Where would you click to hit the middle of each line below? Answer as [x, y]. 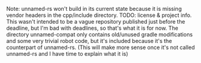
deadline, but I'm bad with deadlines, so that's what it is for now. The [92, 28]
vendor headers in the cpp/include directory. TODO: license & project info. [99, 15]
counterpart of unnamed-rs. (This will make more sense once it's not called [101, 47]
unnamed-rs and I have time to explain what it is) [67, 54]
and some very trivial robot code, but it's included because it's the [89, 41]
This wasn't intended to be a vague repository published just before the [96, 22]
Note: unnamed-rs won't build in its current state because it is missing [94, 9]
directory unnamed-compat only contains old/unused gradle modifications [100, 35]
